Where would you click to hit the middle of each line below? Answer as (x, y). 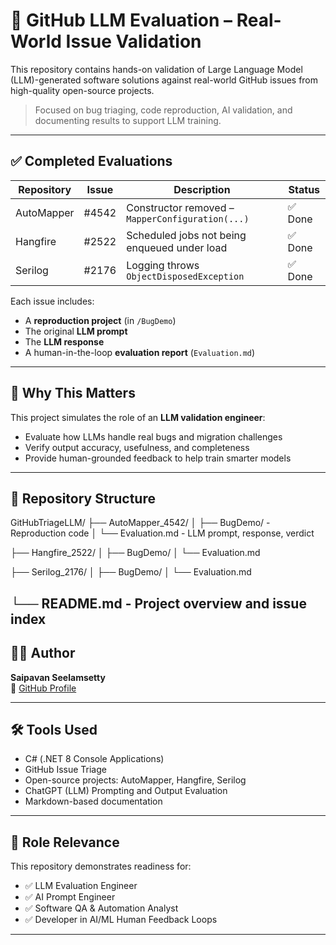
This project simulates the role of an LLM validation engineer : (138, 417)
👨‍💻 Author (43, 653)
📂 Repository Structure (83, 498)
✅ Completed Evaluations (91, 161)
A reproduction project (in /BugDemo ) (100, 320)
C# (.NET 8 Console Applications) (94, 759)
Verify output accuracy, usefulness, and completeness (137, 447)
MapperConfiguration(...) (188, 218)
